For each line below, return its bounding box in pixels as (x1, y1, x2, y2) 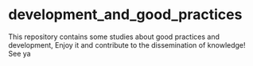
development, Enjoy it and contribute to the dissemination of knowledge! (8, 40, 246, 49)
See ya (8, 49, 31, 58)
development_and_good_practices (8, 6, 243, 24)
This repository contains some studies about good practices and (8, 32, 220, 41)
